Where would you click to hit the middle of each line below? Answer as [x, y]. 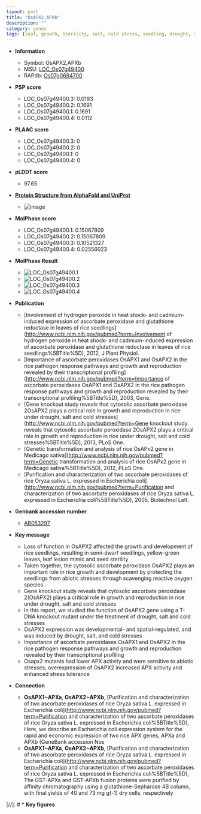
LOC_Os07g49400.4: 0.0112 [58, 118]
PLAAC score [32, 130]
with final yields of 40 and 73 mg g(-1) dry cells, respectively [98, 793]
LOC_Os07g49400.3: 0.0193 [59, 99]
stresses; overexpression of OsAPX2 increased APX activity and [103, 668]
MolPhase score [35, 219]
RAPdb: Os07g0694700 [53, 76]
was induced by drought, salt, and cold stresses [83, 636]
